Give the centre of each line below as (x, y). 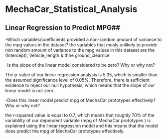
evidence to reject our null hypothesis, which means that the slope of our (80, 85)
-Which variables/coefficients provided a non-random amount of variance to (83, 39)
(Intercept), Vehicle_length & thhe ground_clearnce (57, 55)
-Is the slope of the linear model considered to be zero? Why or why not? (80, 65)
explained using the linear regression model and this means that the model (82, 126)
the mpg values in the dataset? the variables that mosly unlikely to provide (81, 45)
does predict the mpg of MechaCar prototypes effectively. (65, 131)
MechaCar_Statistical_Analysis (71, 9)
